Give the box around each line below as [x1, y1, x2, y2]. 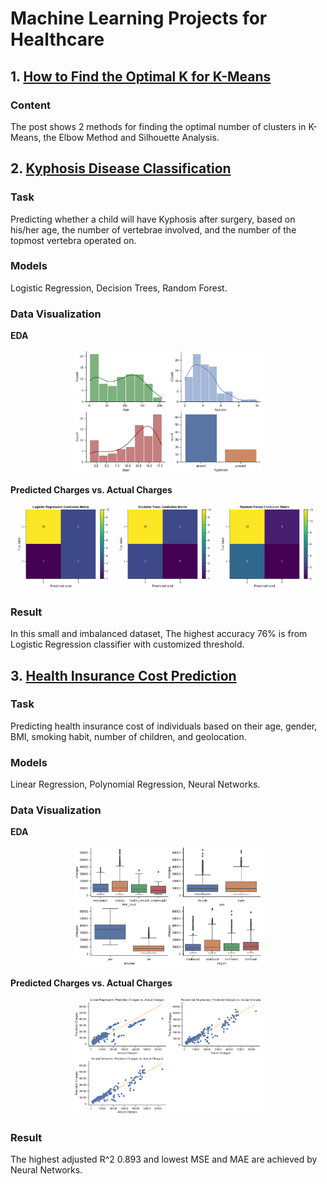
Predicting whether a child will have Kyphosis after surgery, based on [10, 213, 296, 225]
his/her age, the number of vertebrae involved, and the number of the [10, 223, 297, 236]
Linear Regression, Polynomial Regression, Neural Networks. [10, 778, 261, 791]
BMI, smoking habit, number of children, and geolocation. [10, 730, 247, 742]
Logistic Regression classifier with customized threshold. [10, 638, 245, 651]
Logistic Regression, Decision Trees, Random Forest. [10, 282, 228, 294]
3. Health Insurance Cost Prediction [10, 667, 237, 684]
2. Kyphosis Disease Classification [10, 160, 232, 177]
